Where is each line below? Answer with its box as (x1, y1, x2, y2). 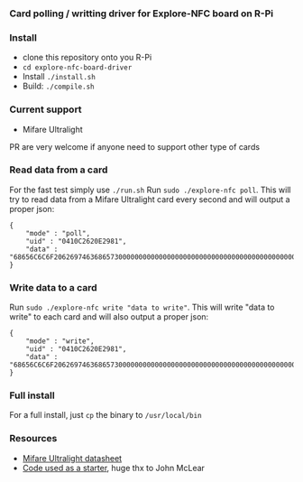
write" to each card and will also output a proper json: (9, 311, 209, 322)
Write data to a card (9, 281, 97, 293)
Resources (9, 432, 58, 445)
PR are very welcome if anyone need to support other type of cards (9, 141, 260, 152)
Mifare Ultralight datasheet (22, 452, 123, 463)
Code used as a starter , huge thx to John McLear (22, 462, 206, 473)
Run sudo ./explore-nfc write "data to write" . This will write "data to (9, 301, 275, 313)
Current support (9, 103, 83, 116)
